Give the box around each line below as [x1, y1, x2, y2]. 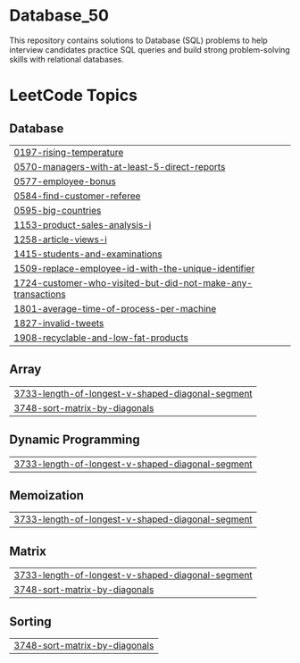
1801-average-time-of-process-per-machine [13, 302, 217, 315]
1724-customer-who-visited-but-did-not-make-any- [13, 276, 253, 289]
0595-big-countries [13, 204, 102, 216]
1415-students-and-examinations [13, 248, 162, 260]
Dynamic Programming [9, 432, 140, 448]
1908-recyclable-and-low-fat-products [13, 331, 189, 344]
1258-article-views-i [13, 233, 107, 246]
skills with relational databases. [9, 54, 124, 64]
